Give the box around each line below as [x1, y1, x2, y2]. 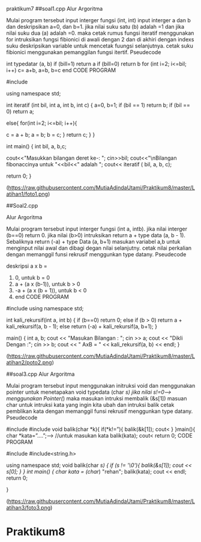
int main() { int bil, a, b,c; [6, 143, 67, 149]
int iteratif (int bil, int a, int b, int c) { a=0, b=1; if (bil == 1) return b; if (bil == [6, 101, 191, 109]
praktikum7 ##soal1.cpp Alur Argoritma [6, 5, 103, 12]
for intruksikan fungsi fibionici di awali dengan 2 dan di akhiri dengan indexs [6, 36, 194, 43]
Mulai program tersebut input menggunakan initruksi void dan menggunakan [6, 382, 196, 389]
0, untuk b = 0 [14, 274, 50, 281]
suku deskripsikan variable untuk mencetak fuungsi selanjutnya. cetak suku [6, 42, 193, 49]
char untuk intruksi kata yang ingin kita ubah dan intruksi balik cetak [6, 402, 175, 408]
